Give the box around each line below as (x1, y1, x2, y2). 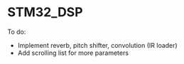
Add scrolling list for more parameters (17, 49, 129, 57)
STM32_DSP (7, 4, 83, 20)
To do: (7, 27, 26, 36)
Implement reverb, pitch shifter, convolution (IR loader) (17, 41, 178, 49)
